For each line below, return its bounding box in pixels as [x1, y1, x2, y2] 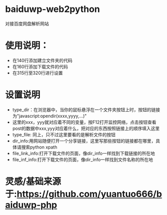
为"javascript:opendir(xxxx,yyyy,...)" [12, 113, 87, 119]
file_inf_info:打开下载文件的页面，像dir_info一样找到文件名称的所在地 [12, 156, 154, 163]
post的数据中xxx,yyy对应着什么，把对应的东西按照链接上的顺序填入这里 [12, 125, 160, 131]
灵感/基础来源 [5, 176, 61, 187]
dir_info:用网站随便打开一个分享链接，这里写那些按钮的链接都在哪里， [12, 138, 156, 144]
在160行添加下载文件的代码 [12, 63, 68, 69]
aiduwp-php [5, 200, 57, 211]
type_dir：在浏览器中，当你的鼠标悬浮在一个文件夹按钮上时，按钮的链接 [12, 106, 161, 113]
